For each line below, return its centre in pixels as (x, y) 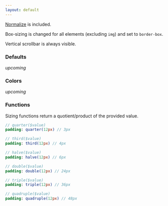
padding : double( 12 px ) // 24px (38, 171)
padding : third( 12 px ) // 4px (36, 144)
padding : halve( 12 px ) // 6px (36, 157)
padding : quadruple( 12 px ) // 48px (41, 199)
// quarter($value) (26, 125)
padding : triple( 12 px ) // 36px (38, 185)
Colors (14, 81)
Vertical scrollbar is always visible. (41, 44)
